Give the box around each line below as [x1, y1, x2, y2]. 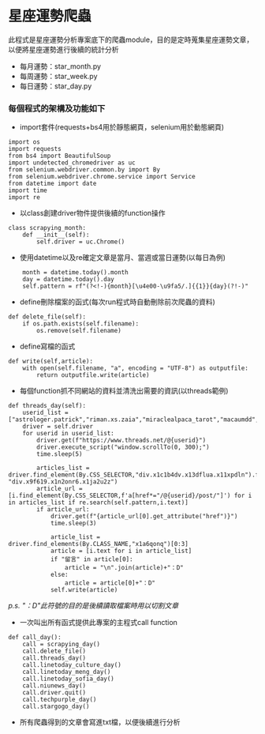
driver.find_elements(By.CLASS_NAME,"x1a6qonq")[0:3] [8, 540, 189, 548]
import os [8, 138, 41, 146]
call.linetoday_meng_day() [22, 668, 111, 676]
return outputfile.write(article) [36, 371, 150, 379]
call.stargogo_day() [22, 702, 90, 711]
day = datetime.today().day [22, 276, 114, 284]
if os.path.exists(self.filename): [22, 320, 140, 328]
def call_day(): [8, 634, 62, 642]
